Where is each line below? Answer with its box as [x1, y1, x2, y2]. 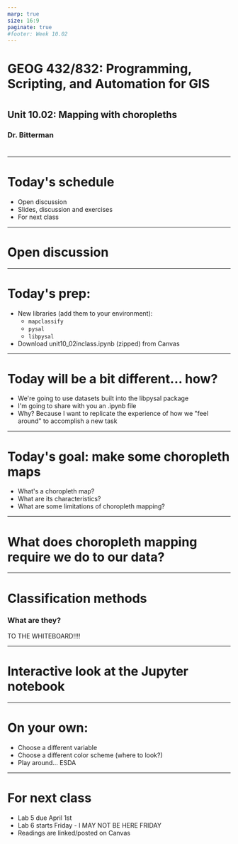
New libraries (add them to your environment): [17, 309, 153, 317]
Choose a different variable [17, 743, 98, 752]
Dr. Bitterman [7, 129, 55, 139]
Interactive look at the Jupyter [7, 663, 189, 680]
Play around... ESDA [17, 758, 76, 766]
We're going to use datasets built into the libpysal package [17, 394, 189, 402]
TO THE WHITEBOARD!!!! [7, 631, 81, 640]
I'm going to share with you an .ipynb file [17, 402, 137, 410]
